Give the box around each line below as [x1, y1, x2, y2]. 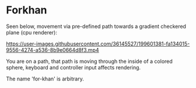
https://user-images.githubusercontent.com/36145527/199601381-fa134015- [6, 40, 190, 47]
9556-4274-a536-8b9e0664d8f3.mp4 [6, 46, 99, 53]
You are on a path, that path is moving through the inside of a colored [6, 58, 173, 65]
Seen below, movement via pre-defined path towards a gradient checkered [6, 23, 187, 30]
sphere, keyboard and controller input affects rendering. [6, 64, 141, 71]
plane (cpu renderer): [6, 29, 57, 36]
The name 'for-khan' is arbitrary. [6, 75, 85, 82]
